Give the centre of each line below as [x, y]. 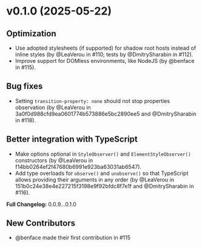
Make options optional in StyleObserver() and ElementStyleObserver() [103, 154]
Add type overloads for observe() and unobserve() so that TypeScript [102, 173]
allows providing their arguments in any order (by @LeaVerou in [95, 179]
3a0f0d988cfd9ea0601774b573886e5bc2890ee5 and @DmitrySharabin [106, 114]
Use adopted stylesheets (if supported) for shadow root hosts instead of [106, 48]
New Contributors [41, 223]
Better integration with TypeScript [72, 140]
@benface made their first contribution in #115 [73, 238]
